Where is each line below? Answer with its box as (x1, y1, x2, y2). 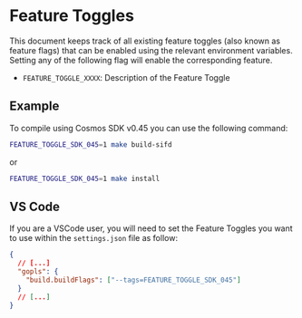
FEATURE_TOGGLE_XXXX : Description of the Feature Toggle (22, 72, 230, 82)
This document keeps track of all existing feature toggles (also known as (9, 35, 281, 46)
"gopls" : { (17, 267, 59, 276)
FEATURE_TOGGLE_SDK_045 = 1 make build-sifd (9, 140, 172, 149)
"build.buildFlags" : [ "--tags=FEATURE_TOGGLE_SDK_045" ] (25, 275, 242, 284)
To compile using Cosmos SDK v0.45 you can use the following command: (9, 122, 288, 133)
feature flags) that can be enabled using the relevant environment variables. (9, 44, 293, 55)
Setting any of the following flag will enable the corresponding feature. (9, 54, 273, 65)
